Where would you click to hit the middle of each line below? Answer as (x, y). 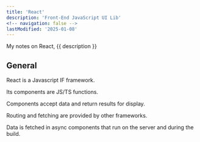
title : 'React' (26, 12)
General (22, 66)
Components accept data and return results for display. (76, 104)
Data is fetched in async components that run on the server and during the (100, 127)
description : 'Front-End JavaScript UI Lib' (64, 18)
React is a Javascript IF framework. (51, 80)
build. (13, 134)
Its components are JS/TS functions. (52, 92)
